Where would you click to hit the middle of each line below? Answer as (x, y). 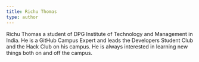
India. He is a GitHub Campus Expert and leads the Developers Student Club (100, 40)
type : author (22, 17)
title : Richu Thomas (32, 12)
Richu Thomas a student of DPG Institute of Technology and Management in (100, 34)
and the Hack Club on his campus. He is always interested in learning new (97, 46)
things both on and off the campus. (49, 53)
